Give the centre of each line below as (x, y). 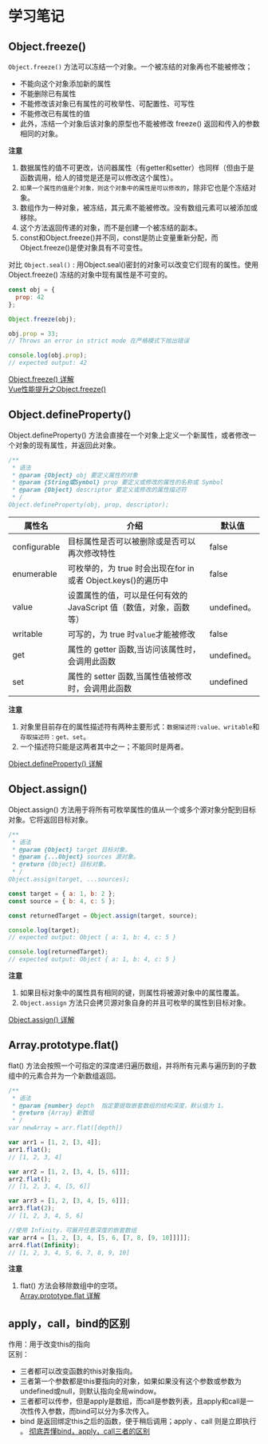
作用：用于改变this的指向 (49, 1344)
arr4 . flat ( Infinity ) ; (44, 1245)
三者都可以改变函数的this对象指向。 (78, 1371)
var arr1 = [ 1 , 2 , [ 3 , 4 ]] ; (55, 1142)
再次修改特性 (92, 553)
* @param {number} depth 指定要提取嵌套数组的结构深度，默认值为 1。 (119, 1106)
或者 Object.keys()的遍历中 (118, 580)
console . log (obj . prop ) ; (48, 356)
